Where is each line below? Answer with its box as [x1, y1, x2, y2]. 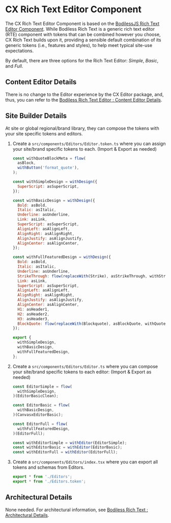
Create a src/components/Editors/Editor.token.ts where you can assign [12, 140, 166, 147]
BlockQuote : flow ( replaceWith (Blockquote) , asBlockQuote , [17, 321, 143, 326]
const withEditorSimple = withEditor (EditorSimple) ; [12, 440, 127, 445]
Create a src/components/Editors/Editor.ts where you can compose [12, 363, 158, 369]
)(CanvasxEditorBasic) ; [12, 412, 64, 417]
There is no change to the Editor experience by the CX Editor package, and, [5, 91, 164, 98]
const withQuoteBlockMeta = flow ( [12, 156, 86, 161]
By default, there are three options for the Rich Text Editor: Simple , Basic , [5, 57, 159, 63]
